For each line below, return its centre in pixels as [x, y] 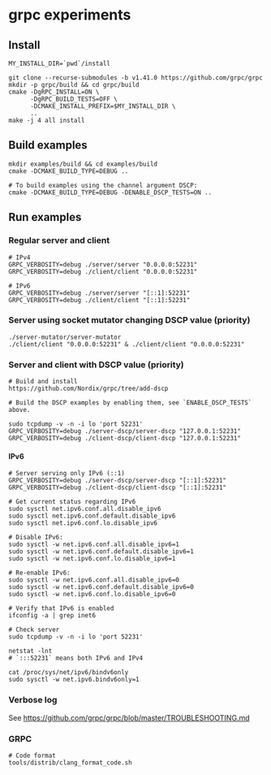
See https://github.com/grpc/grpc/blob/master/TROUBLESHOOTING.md [129, 717]
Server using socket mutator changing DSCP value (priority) [129, 320]
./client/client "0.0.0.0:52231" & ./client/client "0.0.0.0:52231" [127, 344]
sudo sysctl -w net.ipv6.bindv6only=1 [74, 680]
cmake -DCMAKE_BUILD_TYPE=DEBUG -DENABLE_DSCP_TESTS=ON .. [110, 193]
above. [19, 410]
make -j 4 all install [47, 120]
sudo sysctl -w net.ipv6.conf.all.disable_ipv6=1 [94, 545]
